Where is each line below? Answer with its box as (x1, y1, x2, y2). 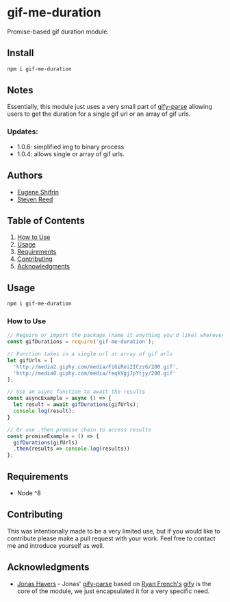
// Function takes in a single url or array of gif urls (7, 351, 173, 358)
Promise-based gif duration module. (7, 27, 110, 36)
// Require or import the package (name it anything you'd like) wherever (7, 332, 225, 339)
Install (7, 47, 34, 59)
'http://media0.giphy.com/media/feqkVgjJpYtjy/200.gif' (13, 370, 176, 377)
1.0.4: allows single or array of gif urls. (16, 149, 125, 158)
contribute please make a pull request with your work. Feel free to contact (7, 534, 216, 542)
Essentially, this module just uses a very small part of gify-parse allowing (7, 103, 212, 111)
